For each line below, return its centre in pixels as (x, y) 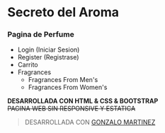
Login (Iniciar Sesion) (49, 50)
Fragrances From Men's (63, 80)
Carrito (28, 65)
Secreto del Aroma (63, 12)
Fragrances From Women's (68, 87)
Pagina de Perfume (41, 35)
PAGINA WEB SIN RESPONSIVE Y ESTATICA (72, 109)
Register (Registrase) (48, 57)
